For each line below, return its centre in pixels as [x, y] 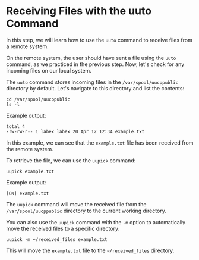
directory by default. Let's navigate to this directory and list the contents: [95, 88]
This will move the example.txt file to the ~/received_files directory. [90, 250]
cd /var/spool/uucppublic [38, 99]
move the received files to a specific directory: [63, 228]
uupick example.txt [30, 171]
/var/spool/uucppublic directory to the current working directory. [86, 211]
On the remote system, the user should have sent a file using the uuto [91, 58]
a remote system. [27, 46]
